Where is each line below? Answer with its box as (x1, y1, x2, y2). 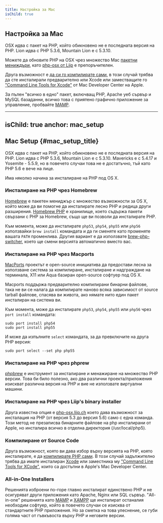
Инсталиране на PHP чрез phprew (5, 360, 90, 366)
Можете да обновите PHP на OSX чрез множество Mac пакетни (5, 57, 138, 63)
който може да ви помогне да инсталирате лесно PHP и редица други (5, 203, 151, 209)
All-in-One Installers (5, 475, 54, 482)
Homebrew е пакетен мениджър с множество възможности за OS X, (5, 198, 148, 204)
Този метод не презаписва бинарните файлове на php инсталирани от (5, 419, 151, 426)
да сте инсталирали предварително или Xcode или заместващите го (5, 77, 147, 83)
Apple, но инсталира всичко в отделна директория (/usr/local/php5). (5, 425, 147, 431)
